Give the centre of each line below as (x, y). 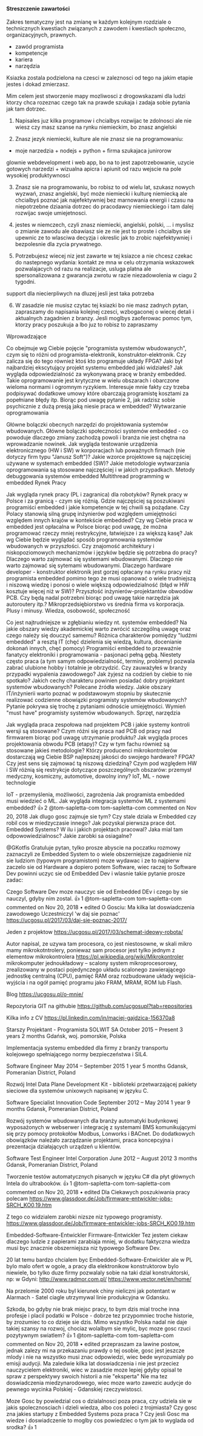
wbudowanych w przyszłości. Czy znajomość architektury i (80, 546)
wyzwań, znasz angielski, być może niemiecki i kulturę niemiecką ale (101, 194)
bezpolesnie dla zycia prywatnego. (59, 244)
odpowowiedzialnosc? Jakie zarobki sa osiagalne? (69, 836)
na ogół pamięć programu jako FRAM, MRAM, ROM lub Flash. (106, 983)
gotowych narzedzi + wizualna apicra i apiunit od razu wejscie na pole (94, 169)
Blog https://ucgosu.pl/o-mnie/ (45, 994)
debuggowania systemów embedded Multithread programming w (88, 476)
